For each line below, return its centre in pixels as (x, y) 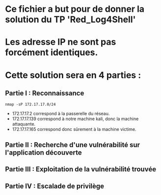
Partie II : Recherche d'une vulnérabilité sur (73, 145)
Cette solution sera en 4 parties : (73, 75)
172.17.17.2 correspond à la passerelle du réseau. (61, 114)
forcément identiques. (52, 52)
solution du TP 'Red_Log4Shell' (70, 19)
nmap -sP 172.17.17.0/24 (30, 104)
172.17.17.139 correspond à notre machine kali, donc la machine (75, 119)
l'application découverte (43, 152)
